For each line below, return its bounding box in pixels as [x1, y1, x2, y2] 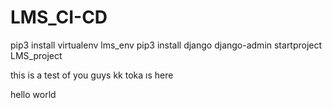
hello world [10, 88, 57, 100]
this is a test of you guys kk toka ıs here [10, 69, 174, 81]
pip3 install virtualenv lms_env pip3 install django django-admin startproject [10, 39, 323, 51]
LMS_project [10, 49, 63, 61]
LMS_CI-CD [10, 6, 108, 29]
